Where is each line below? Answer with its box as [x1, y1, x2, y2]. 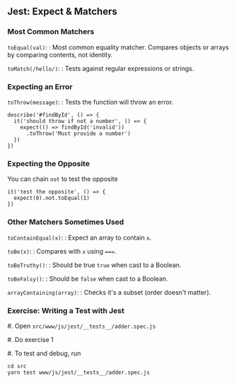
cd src [7, 363, 27, 370]
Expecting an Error [7, 81, 73, 91]
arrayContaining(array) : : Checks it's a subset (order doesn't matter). [7, 288, 211, 296]
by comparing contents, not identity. [7, 50, 113, 59]
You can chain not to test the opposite [7, 175, 118, 183]
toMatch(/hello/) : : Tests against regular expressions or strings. [7, 64, 194, 73]
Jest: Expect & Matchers [7, 6, 118, 18]
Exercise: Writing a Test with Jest [7, 305, 125, 315]
